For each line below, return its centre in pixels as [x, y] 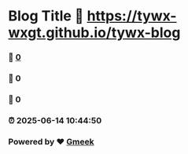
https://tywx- [132, 16]
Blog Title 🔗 [46, 16]
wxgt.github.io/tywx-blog [94, 33]
